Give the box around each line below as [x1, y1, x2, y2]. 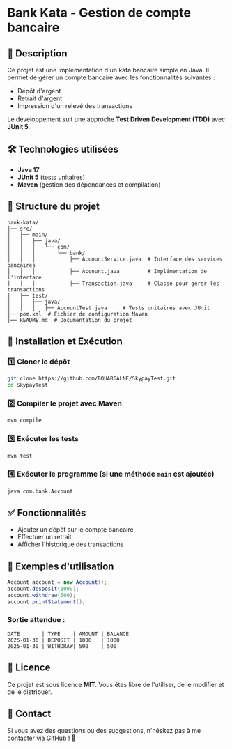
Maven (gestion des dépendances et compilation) [17, 180, 161, 189]
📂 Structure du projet [7, 201, 100, 213]
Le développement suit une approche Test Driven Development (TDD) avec [7, 115, 226, 123]
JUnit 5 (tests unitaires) [17, 173, 86, 181]
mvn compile [7, 417, 42, 424]
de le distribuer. [7, 688, 52, 696]
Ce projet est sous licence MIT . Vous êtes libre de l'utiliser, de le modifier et [7, 680, 224, 688]
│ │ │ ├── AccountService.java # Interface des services [7, 256, 223, 263]
